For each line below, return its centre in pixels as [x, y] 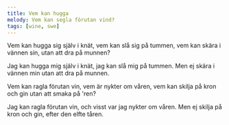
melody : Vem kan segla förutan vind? [61, 20]
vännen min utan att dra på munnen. [58, 73]
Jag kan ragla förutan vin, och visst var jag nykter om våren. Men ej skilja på [115, 107]
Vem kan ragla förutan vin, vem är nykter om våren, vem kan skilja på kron [112, 87]
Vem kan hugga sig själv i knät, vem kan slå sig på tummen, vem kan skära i [114, 46]
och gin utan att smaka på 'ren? [52, 94]
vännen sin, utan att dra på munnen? [59, 53]
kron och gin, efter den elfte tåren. [56, 114]
